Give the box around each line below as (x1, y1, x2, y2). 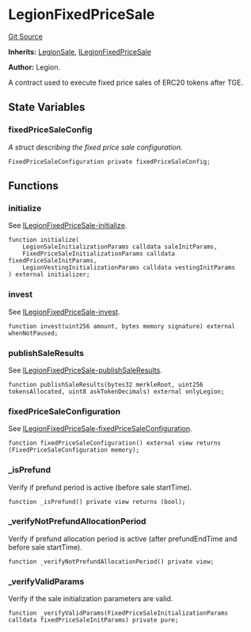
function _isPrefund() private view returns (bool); (8, 498, 186, 505)
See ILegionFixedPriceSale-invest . (8, 307, 120, 316)
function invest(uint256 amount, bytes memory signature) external (8, 322, 236, 330)
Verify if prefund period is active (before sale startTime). (8, 483, 192, 492)
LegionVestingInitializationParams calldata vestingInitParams (22, 263, 236, 272)
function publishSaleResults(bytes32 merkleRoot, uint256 (8, 380, 203, 388)
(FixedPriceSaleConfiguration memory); (8, 446, 140, 454)
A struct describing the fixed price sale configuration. (8, 142, 183, 152)
